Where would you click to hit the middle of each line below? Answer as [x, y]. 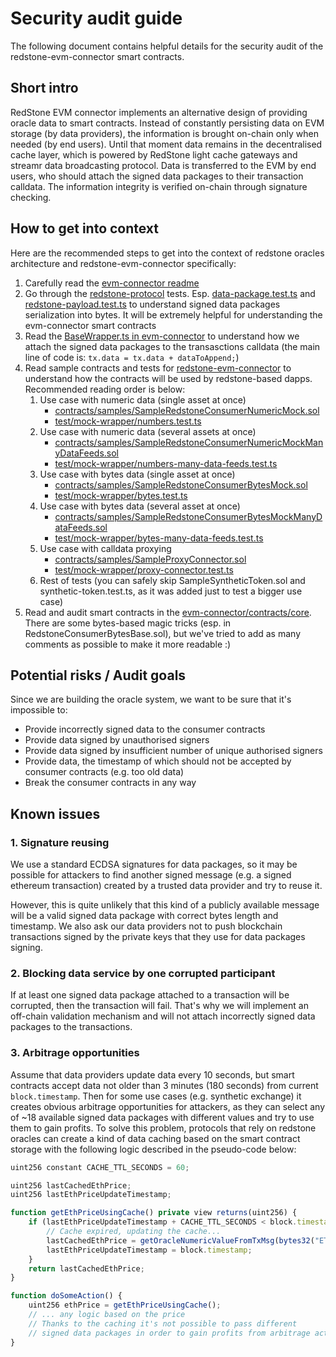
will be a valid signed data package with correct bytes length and [144, 916]
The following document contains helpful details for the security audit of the [167, 46]
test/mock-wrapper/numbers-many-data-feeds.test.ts [166, 463]
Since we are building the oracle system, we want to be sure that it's [151, 699]
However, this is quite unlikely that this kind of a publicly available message [165, 905]
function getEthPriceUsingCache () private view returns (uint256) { [154, 1213]
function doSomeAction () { [66, 1296]
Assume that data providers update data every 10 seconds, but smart [152, 1074]
